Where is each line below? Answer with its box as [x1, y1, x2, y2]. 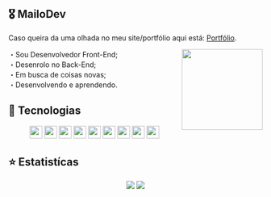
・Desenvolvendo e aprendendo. [8, 80, 119, 90]
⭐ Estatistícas [8, 155, 79, 169]
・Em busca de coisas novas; [8, 69, 106, 79]
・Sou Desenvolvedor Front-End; [8, 49, 119, 59]
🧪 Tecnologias [8, 104, 81, 118]
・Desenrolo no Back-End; [8, 60, 97, 69]
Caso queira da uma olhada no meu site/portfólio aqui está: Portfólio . [8, 32, 237, 43]
